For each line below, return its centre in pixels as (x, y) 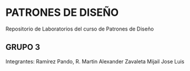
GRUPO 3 (23, 47)
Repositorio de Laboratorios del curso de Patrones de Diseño (80, 29)
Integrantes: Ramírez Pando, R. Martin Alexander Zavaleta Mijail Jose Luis (95, 61)
